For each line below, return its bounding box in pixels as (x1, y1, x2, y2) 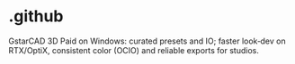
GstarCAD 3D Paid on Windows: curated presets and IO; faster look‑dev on (8, 36, 286, 46)
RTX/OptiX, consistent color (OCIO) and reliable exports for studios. (8, 44, 260, 55)
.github (8, 6, 64, 27)
